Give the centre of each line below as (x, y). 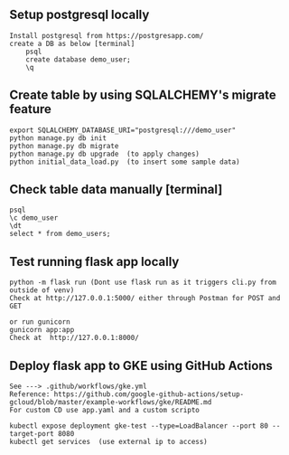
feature (31, 109)
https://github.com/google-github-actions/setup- (149, 394)
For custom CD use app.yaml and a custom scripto (105, 411)
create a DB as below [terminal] (72, 43)
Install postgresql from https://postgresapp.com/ (107, 35)
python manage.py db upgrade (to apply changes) (105, 154)
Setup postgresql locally (79, 15)
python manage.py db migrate (64, 146)
